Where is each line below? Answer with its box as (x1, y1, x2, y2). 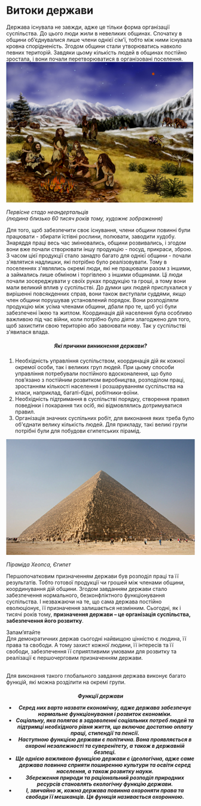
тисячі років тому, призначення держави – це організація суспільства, (6, 611, 191, 618)
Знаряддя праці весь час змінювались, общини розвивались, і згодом (6, 239, 187, 246)
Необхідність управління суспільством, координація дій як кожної (14, 357, 185, 364)
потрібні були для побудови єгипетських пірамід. (14, 427, 141, 434)
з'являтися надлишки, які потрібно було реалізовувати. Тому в (6, 258, 167, 265)
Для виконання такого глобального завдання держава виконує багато (6, 672, 187, 679)
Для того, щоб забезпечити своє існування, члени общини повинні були (6, 226, 190, 234)
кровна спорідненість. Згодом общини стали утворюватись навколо (6, 43, 182, 50)
